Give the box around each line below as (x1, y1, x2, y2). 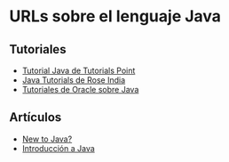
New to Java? (21, 134, 73, 144)
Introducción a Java (21, 142, 95, 153)
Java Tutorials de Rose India (21, 75, 126, 85)
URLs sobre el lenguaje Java (9, 6, 222, 27)
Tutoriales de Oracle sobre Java (21, 85, 139, 94)
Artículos (9, 109, 62, 126)
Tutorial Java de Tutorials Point (21, 65, 136, 76)
